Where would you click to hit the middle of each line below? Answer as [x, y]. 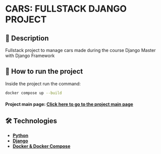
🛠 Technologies [31, 121]
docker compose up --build [34, 93]
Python [20, 136]
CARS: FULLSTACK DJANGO [66, 9]
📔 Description [27, 38]
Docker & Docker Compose [41, 146]
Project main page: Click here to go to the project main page [69, 105]
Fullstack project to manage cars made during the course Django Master [80, 50]
